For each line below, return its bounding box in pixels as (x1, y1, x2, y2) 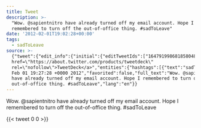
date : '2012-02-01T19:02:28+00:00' (6, 31, 95, 37)
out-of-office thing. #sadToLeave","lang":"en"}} (11, 81, 138, 87)
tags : (6, 36, 20, 42)
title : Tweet (6, 8, 39, 15)
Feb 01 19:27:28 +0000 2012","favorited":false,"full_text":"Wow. (11, 70, 181, 76)
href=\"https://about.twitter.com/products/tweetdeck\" (11, 59, 154, 65)
